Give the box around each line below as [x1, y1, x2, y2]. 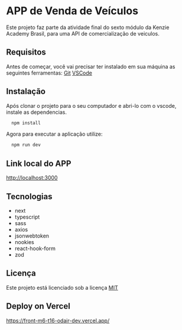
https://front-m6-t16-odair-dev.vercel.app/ [6, 317, 110, 324]
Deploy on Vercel [6, 301, 71, 312]
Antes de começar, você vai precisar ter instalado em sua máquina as [6, 63, 175, 70]
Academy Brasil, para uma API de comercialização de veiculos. [6, 30, 160, 37]
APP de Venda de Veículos [6, 4, 139, 18]
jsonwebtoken [14, 232, 49, 239]
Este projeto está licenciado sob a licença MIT [6, 284, 118, 291]
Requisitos [6, 47, 46, 57]
